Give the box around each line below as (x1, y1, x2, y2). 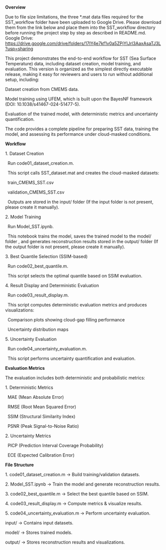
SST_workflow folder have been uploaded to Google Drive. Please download (5, 19, 162, 25)
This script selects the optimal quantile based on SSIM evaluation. (7, 273, 143, 278)
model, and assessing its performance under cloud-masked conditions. (5, 131, 152, 137)
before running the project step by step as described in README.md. (5, 30, 147, 35)
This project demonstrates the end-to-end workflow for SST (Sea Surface (5, 55, 157, 61)
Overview (5, 4, 26, 10)
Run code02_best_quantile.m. (7, 263, 69, 269)
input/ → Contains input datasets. (5, 520, 74, 526)
